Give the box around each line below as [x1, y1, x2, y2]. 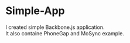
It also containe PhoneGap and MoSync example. [5, 29, 124, 37]
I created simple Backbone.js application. [5, 24, 105, 31]
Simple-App [5, 4, 65, 18]
